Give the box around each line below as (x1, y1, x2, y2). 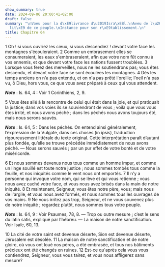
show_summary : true (5, 7, 45, 12)
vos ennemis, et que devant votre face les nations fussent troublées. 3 (5, 59, 148, 65)
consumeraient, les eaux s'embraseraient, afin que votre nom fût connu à (5, 54, 154, 59)
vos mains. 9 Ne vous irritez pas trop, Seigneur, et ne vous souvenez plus (5, 197, 154, 202)
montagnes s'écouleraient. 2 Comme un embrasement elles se (5, 49, 132, 55)
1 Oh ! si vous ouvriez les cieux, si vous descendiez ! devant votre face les (5, 44, 155, 49)
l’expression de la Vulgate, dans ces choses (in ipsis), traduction (5, 130, 135, 135)
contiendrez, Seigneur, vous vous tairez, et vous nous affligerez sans (5, 252, 145, 258)
